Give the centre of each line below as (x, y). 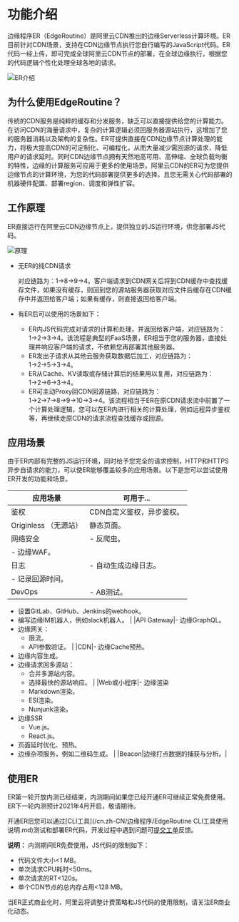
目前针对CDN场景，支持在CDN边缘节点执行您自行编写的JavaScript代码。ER (119, 44)
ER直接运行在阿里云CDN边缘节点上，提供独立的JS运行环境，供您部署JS (113, 226)
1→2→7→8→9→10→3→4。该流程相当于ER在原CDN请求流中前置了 (126, 400)
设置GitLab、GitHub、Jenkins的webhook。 (81, 611)
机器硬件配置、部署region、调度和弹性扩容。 (73, 183)
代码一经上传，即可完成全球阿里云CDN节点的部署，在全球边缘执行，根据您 (117, 53)
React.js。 (43, 736)
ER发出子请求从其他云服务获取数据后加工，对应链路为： (111, 355)
